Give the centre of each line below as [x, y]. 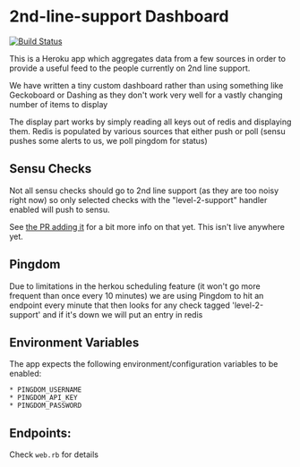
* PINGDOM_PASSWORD [46, 406]
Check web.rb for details [54, 454]
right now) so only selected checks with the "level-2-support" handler [138, 200]
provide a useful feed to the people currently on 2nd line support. [130, 68]
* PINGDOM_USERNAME [46, 390]
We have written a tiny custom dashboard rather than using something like [146, 85]
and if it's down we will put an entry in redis [123, 314]
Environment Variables [74, 342]
